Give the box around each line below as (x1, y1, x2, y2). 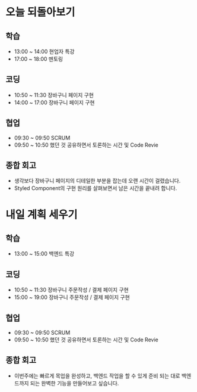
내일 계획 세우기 (5, 208, 78, 221)
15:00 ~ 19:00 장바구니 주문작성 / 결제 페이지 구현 (14, 294, 130, 301)
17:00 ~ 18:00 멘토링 (14, 55, 63, 63)
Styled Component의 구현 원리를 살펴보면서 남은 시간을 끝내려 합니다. (14, 185, 177, 192)
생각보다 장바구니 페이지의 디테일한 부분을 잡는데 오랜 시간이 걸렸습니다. (14, 177, 181, 185)
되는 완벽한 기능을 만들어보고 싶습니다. (30, 379, 119, 387)
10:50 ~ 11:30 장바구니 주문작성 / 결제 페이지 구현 (14, 287, 129, 294)
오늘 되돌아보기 (5, 5, 75, 19)
